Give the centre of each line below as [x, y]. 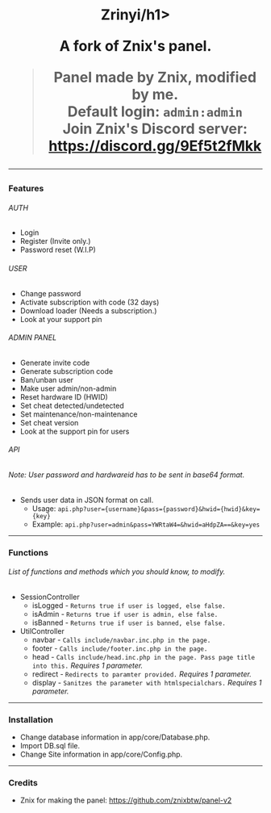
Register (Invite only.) [55, 241]
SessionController [50, 597]
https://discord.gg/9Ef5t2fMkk [155, 146]
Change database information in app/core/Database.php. [115, 737]
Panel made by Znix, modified [155, 78]
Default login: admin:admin [155, 112]
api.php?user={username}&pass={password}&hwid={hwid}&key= [159, 509]
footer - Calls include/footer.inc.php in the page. [120, 648]
